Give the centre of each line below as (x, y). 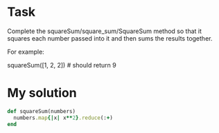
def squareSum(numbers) (42, 111)
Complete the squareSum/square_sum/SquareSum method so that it (105, 31)
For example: (26, 52)
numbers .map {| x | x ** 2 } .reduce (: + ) (63, 118)
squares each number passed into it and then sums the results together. (110, 38)
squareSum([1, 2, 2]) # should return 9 (62, 65)
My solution (42, 93)
